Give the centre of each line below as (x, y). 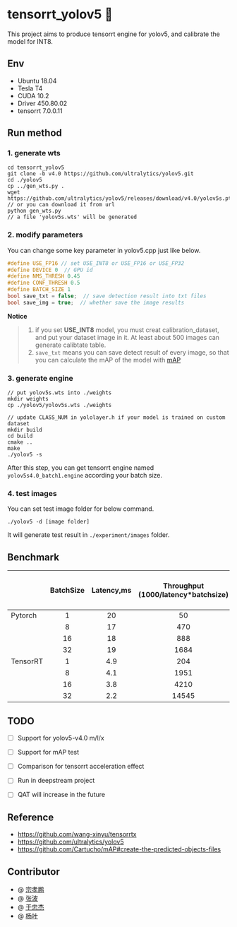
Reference (31, 817)
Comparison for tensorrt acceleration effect (81, 767)
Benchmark (34, 557)
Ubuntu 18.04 (37, 81)
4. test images (32, 494)
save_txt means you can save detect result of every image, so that (132, 352)
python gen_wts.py (34, 211)
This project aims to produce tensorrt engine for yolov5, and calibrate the (114, 34)
